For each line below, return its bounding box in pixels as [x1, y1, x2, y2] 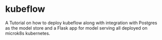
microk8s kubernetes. [5, 30, 50, 36]
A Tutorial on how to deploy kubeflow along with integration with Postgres [5, 20, 157, 26]
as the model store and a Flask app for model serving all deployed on [5, 25, 147, 31]
